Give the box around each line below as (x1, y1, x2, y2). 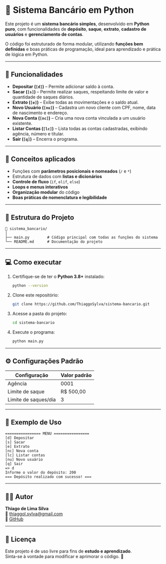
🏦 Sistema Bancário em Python (5, 4, 134, 16)
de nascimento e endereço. (12, 110, 68, 116)
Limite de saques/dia (7, 396, 56, 403)
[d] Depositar (5, 435, 35, 440)
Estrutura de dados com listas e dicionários (12, 173, 102, 179)
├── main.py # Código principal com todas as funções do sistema (5, 235, 158, 240)
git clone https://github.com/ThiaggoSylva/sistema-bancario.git (12, 302, 150, 307)
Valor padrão (60, 372, 92, 379)
